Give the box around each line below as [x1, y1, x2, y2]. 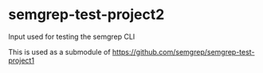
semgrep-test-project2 [8, 6, 165, 24]
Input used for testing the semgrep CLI [8, 32, 135, 41]
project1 [8, 56, 34, 65]
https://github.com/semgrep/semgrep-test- [112, 47, 255, 56]
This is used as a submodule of [8, 47, 111, 56]
